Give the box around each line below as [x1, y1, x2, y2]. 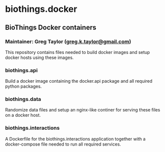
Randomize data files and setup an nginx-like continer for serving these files [5, 107, 161, 113]
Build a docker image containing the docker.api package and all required [5, 78, 153, 84]
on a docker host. [5, 112, 41, 118]
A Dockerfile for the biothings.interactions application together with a [5, 136, 146, 142]
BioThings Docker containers [5, 23, 96, 32]
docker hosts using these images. [5, 54, 74, 60]
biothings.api [5, 67, 38, 74]
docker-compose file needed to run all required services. [5, 141, 121, 147]
